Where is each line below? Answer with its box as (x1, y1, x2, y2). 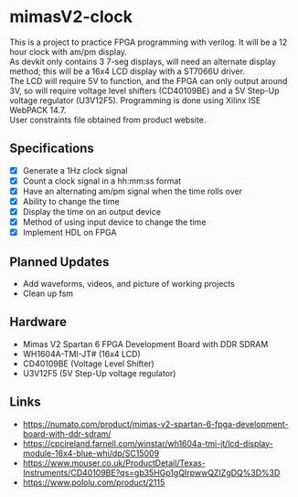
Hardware (9, 314, 67, 330)
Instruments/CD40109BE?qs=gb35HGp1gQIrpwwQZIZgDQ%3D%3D (22, 467, 281, 478)
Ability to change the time (22, 196, 121, 206)
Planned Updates (9, 254, 110, 270)
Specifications (9, 141, 94, 156)
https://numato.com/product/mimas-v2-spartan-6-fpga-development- (22, 418, 289, 429)
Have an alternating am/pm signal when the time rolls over (22, 185, 242, 196)
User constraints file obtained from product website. (9, 114, 207, 125)
